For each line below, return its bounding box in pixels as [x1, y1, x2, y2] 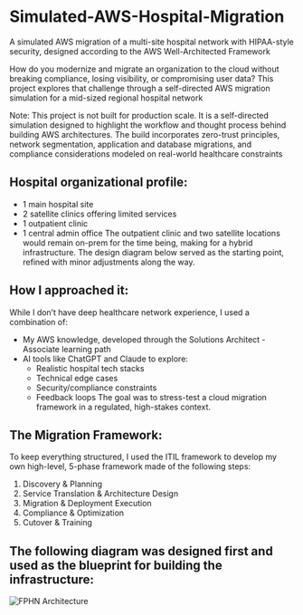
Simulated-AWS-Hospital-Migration [9, 6, 285, 27]
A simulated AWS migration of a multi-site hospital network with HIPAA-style [9, 36, 294, 47]
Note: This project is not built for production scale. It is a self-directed [9, 110, 270, 120]
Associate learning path [22, 343, 111, 354]
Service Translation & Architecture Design [22, 488, 179, 499]
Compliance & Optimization [22, 507, 125, 518]
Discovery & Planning [22, 478, 102, 490]
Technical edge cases [35, 372, 118, 383]
